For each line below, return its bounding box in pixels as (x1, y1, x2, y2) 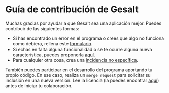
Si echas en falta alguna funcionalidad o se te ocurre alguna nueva (12, 46, 152, 52)
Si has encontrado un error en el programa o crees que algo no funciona (12, 35, 164, 41)
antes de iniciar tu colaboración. (5, 82, 73, 89)
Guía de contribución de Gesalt (5, 4, 139, 15)
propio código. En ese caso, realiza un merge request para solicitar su (5, 72, 151, 78)
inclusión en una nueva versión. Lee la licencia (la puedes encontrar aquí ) (5, 77, 159, 83)
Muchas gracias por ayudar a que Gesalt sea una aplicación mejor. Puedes (5, 20, 162, 26)
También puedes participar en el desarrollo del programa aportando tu (5, 67, 153, 73)
